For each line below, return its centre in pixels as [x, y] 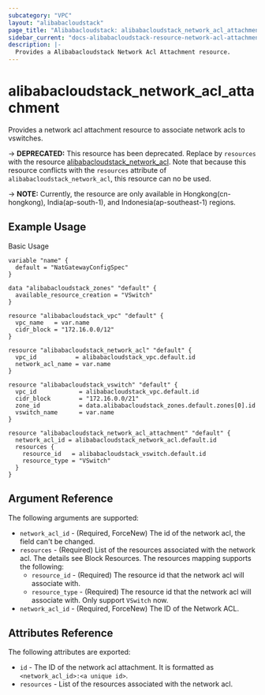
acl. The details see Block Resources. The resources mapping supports [135, 558]
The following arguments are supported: [74, 518]
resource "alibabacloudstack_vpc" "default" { [86, 316]
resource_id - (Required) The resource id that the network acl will [138, 575]
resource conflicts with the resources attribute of [88, 170]
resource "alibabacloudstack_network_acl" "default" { [100, 350]
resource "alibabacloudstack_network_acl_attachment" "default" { [119, 433]
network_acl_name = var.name [63, 364]
